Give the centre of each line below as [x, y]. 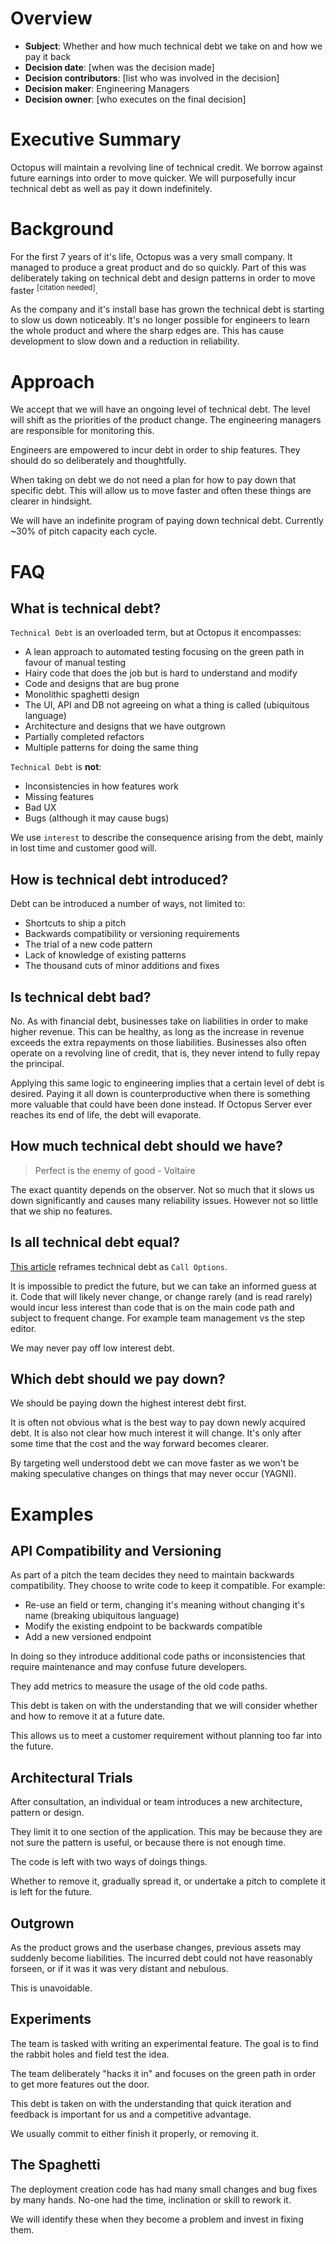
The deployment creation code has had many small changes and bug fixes [164, 2189]
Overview [51, 18]
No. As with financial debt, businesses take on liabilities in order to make [159, 1021]
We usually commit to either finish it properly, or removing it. [134, 2133]
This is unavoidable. [51, 1988]
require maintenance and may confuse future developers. [129, 1667]
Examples [52, 1514]
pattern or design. [47, 1813]
